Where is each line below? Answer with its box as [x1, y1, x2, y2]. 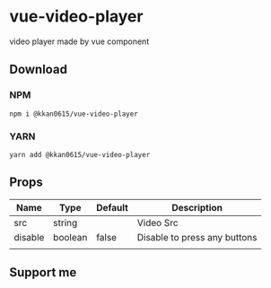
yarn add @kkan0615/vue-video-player [9, 150, 151, 159]
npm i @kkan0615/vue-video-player [9, 109, 139, 118]
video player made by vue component [9, 36, 150, 47]
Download [9, 62, 67, 77]
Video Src [136, 216, 179, 229]
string [53, 216, 78, 229]
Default [95, 201, 128, 214]
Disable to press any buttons [136, 231, 258, 243]
